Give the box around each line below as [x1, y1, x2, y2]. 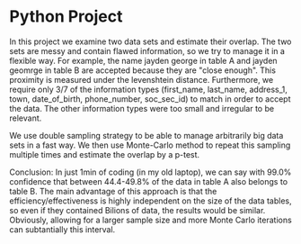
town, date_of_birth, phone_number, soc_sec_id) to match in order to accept [9, 93, 291, 104]
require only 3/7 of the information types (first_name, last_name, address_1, [9, 84, 288, 95]
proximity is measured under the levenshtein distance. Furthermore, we [9, 74, 274, 85]
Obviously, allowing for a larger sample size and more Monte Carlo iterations [9, 214, 292, 225]
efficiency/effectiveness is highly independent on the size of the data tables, [9, 195, 292, 206]
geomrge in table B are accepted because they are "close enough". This [9, 65, 277, 76]
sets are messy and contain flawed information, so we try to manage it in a [9, 45, 286, 56]
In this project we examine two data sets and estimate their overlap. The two [9, 36, 292, 47]
